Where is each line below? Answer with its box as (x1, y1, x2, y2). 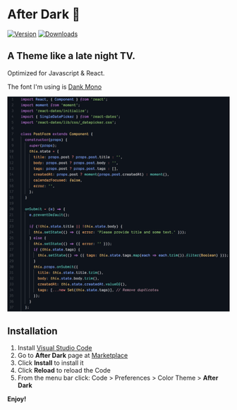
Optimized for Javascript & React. (7, 68, 105, 77)
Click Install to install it (17, 359, 84, 367)
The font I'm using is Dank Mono (7, 82, 102, 91)
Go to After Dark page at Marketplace (17, 352, 128, 360)
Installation (7, 325, 58, 337)
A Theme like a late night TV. (7, 50, 135, 62)
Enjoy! (7, 395, 27, 404)
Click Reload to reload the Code (17, 366, 111, 375)
